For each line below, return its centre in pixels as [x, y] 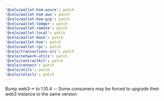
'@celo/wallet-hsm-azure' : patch [40, 10]
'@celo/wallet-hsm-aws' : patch [38, 14]
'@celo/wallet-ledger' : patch [37, 24]
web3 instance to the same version [41, 94]
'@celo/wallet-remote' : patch [37, 28]
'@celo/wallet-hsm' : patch [33, 42]
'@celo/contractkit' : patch [34, 61]
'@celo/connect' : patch [30, 65]
